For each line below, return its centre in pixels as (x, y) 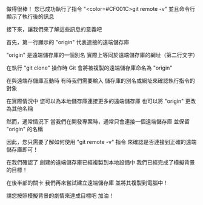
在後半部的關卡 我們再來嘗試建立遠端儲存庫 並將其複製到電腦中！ (87, 183)
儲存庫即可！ (22, 149)
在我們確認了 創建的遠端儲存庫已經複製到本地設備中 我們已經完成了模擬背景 (101, 162)
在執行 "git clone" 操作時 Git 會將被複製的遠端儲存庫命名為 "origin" (89, 68)
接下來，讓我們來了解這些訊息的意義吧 (54, 29)
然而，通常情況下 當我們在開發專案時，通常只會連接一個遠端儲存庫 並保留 (98, 122)
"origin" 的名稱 (25, 129)
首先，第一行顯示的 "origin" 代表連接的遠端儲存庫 (68, 42)
